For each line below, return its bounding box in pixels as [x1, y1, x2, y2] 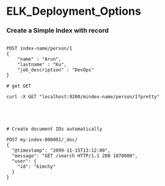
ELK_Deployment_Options [6, 4, 142, 18]
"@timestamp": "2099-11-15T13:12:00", [12, 147, 111, 154]
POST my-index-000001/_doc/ [6, 137, 78, 143]
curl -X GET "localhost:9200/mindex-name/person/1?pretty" [6, 94, 160, 100]
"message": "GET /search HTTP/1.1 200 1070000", [12, 153, 138, 159]
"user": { [12, 158, 37, 165]
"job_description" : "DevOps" [17, 67, 95, 73]
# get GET [6, 83, 32, 90]
